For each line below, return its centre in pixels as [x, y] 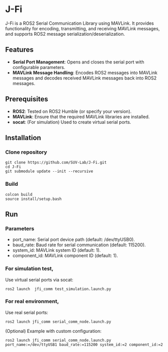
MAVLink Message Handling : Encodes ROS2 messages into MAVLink [85, 73]
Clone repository [26, 152]
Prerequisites [27, 99]
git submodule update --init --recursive [49, 171]
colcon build [19, 194]
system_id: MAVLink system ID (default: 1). [57, 250]
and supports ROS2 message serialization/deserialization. [65, 34]
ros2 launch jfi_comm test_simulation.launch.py [58, 289]
